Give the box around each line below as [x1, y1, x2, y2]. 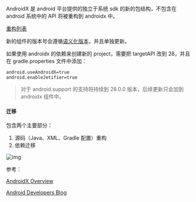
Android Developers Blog [6, 189, 67, 196]
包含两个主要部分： [6, 122, 53, 129]
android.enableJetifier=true [6, 74, 78, 80]
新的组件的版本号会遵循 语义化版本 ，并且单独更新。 [6, 38, 130, 44]
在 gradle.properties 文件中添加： [6, 58, 87, 64]
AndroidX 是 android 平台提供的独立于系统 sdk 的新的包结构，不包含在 [6, 5, 177, 12]
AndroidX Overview [6, 178, 54, 185]
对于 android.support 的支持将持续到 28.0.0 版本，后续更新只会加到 [20, 86, 184, 93]
